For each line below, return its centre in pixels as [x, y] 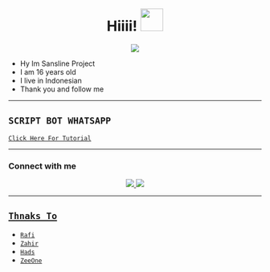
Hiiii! [122, 26]
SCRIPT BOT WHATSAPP [60, 121]
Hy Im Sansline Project [57, 63]
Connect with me [42, 166]
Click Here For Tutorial [50, 138]
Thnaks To [33, 216]
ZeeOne [31, 261]
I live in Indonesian [51, 80]
